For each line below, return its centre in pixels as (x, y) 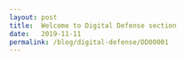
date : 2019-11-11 (45, 34)
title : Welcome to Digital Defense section (93, 26)
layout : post (33, 17)
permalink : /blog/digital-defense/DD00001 (89, 42)
